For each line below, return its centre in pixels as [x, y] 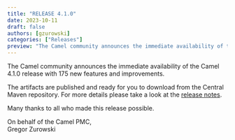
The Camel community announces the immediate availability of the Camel [113, 66]
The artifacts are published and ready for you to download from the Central [115, 87]
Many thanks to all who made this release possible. [81, 108]
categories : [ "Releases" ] [45, 40]
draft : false [26, 27]
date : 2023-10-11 [33, 20]
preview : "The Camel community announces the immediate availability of [115, 46]
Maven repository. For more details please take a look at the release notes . [115, 94]
